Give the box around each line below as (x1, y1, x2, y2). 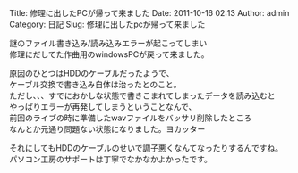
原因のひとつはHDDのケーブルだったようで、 (9, 68, 175, 78)
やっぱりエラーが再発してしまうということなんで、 (9, 102, 197, 111)
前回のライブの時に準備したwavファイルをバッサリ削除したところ (9, 112, 252, 123)
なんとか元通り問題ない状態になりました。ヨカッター (9, 124, 206, 134)
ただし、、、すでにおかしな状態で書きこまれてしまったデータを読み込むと (9, 90, 276, 101)
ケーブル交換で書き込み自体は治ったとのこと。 (9, 79, 182, 89)
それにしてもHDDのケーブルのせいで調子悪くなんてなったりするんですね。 (9, 143, 284, 153)
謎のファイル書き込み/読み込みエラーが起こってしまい (9, 38, 208, 48)
